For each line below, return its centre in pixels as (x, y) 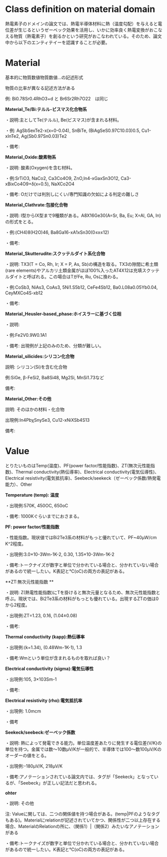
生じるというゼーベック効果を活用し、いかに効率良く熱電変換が (84, 30)
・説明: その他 (19, 803)
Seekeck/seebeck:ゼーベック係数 (40, 732)
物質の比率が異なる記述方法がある (40, 88)
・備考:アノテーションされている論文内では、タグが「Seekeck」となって (80, 777)
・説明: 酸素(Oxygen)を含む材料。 (40, 167)
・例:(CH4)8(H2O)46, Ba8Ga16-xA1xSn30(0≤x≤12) (57, 232)
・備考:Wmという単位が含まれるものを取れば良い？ (58, 658)
